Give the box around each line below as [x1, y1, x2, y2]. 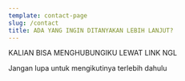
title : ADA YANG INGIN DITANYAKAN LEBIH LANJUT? [8, 26, 174, 34]
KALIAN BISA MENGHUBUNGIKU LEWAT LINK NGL [8, 48, 178, 58]
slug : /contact [8, 19, 59, 27]
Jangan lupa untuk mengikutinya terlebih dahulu [8, 64, 167, 73]
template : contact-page [8, 11, 88, 20]
